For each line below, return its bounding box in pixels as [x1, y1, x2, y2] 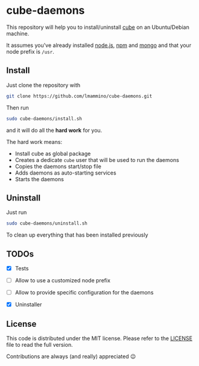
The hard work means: [6, 138, 62, 145]
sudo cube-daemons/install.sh [6, 116, 83, 122]
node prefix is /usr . [6, 48, 54, 55]
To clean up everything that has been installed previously [6, 231, 149, 238]
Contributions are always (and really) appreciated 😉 [6, 353, 136, 360]
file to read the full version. [6, 341, 74, 349]
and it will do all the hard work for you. [6, 126, 103, 134]
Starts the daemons [14, 175, 65, 182]
